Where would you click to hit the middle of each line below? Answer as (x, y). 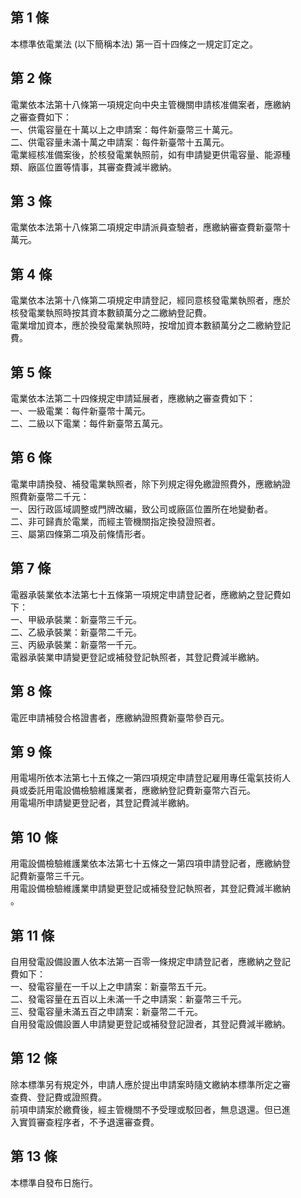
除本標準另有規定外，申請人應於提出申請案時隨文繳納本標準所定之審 (150, 1084)
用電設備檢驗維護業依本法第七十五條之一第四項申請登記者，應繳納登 (150, 864)
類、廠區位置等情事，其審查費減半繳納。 (93, 167)
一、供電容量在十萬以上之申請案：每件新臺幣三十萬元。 (124, 129)
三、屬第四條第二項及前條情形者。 (80, 534)
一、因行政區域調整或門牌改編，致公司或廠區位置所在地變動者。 (141, 509)
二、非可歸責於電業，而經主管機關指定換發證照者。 (115, 521)
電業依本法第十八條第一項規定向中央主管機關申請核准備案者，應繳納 (150, 104)
